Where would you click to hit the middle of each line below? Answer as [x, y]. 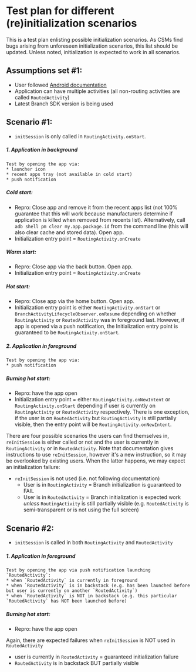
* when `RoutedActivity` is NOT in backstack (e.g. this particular [92, 596]
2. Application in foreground [41, 346]
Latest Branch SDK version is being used [64, 104]
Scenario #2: [30, 528]
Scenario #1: [29, 122]
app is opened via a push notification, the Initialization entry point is [96, 326]
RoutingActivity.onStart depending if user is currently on [85, 406]
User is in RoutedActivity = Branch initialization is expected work [102, 497]
